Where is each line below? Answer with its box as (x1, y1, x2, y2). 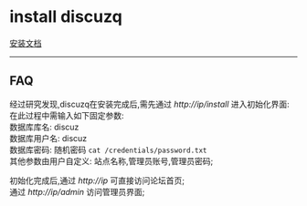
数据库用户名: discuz (9, 132, 88, 143)
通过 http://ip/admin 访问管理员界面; (9, 186, 145, 197)
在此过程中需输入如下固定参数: (9, 109, 125, 120)
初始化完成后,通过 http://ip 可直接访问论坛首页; (9, 175, 185, 186)
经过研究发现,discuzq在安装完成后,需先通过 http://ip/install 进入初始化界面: (9, 98, 290, 109)
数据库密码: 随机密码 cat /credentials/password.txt (9, 144, 207, 155)
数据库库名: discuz (9, 121, 79, 132)
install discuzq (9, 6, 123, 27)
